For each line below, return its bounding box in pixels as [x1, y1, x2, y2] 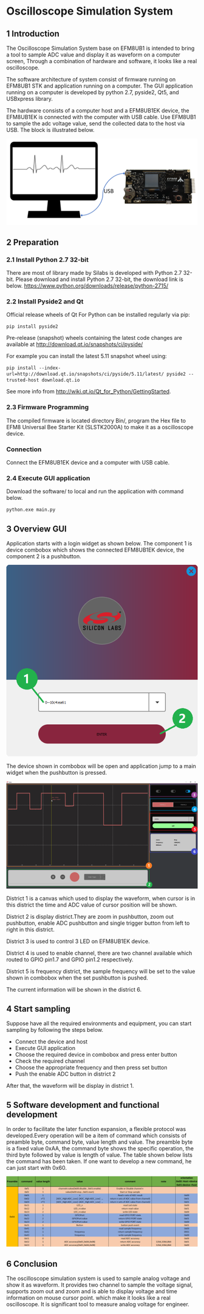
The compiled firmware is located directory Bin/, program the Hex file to [6, 417, 186, 424]
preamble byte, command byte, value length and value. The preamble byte [6, 1138, 193, 1146]
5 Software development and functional [6, 1099, 160, 1110]
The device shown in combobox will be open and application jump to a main [6, 762, 196, 770]
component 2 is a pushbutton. [6, 552, 81, 560]
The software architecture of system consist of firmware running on [6, 76, 176, 83]
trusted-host [6, 377, 39, 384]
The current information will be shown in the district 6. [6, 986, 141, 994]
